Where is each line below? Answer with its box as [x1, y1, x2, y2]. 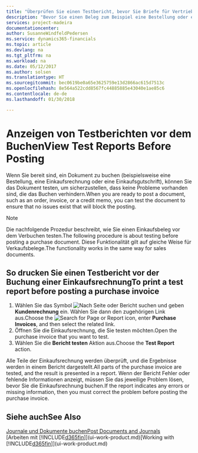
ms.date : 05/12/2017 [6, 63, 57, 70]
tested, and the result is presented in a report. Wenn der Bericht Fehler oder [6, 370, 190, 377]
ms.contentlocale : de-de [6, 91, 67, 97]
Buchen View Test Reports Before [6, 139, 171, 153]
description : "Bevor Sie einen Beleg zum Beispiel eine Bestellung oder [6, 14, 189, 20]
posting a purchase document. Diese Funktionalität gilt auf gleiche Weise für [6, 238, 192, 245]
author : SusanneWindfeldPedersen [6, 31, 88, 37]
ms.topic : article [6, 42, 51, 48]
